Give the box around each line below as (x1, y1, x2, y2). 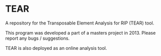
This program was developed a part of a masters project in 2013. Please (5, 30, 156, 36)
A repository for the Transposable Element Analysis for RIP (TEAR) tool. (5, 20, 154, 26)
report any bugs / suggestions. (5, 35, 70, 41)
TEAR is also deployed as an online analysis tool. (5, 45, 107, 51)
